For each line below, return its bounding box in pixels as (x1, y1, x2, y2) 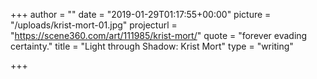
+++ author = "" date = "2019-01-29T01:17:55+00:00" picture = (10, 9, 272, 20)
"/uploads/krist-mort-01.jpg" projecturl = (10, 19, 178, 31)
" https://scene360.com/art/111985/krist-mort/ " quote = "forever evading (10, 30, 308, 41)
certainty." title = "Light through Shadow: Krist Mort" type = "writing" (10, 40, 294, 52)
